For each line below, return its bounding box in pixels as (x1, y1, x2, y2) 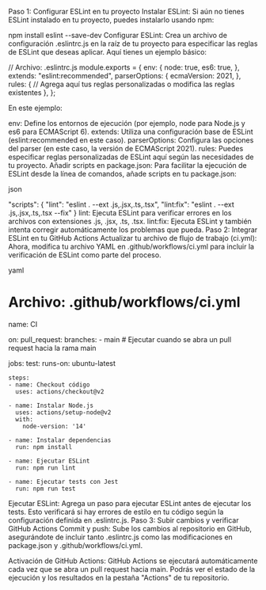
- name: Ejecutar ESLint (8, 457, 90, 465)
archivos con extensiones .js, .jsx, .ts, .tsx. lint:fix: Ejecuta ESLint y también (8, 217, 252, 226)
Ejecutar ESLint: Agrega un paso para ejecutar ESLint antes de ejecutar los (8, 498, 252, 508)
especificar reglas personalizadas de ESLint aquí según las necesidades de (8, 152, 254, 162)
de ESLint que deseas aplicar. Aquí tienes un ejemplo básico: (8, 48, 207, 56)
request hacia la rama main (8, 343, 97, 352)
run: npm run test (15, 485, 77, 493)
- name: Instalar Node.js (8, 402, 93, 409)
